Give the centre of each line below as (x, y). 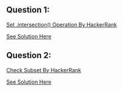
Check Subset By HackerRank (44, 70)
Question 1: (28, 10)
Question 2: (29, 56)
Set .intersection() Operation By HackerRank (62, 24)
